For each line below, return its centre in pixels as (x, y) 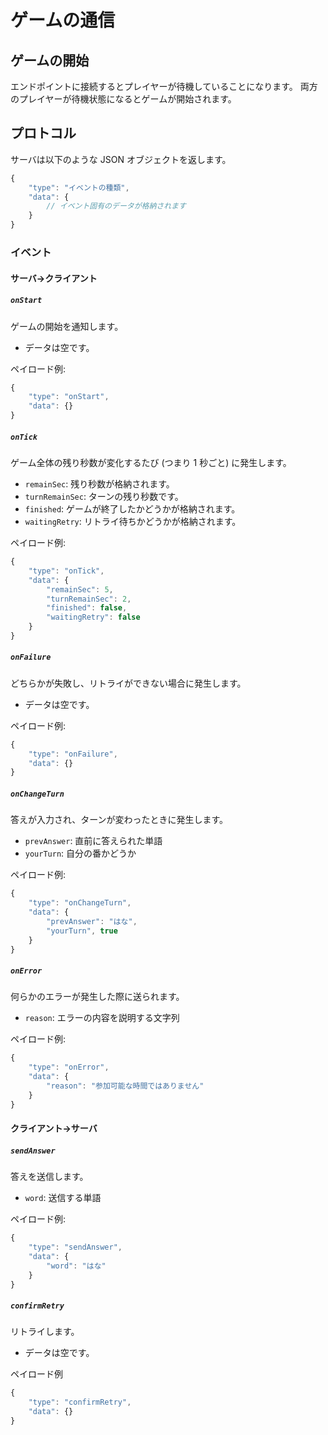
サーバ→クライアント (54, 278)
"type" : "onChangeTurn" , (80, 903)
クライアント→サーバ (54, 1128)
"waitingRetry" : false (93, 617)
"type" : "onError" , (69, 1067)
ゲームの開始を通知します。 (67, 326)
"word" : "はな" (76, 1266)
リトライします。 (45, 1332)
